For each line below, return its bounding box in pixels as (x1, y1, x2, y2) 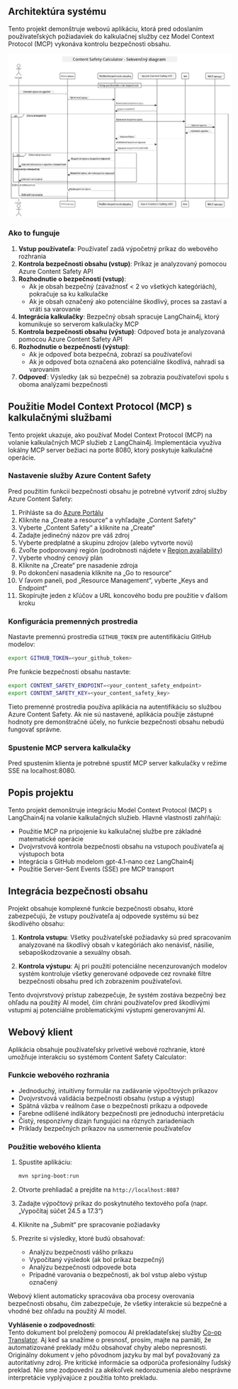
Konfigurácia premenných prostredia (8, 616, 138, 626)
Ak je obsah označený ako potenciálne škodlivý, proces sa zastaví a (28, 297, 227, 306)
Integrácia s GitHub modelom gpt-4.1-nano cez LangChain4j (18, 857, 194, 865)
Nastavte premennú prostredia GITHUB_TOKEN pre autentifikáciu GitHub (8, 633, 212, 641)
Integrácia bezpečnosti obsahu (8, 885, 148, 897)
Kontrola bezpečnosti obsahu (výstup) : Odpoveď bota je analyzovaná (18, 327, 225, 336)
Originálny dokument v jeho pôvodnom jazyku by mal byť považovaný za (8, 1351, 220, 1359)
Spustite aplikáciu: (18, 1158, 72, 1166)
